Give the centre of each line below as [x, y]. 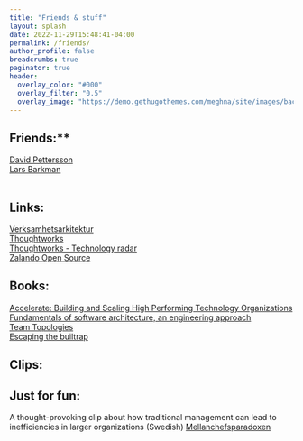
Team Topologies [41, 326]
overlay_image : [46, 101]
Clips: [26, 365]
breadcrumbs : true [44, 60]
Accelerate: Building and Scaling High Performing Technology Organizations [151, 308]
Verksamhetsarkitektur [51, 229]
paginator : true [40, 69]
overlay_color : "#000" [60, 85]
